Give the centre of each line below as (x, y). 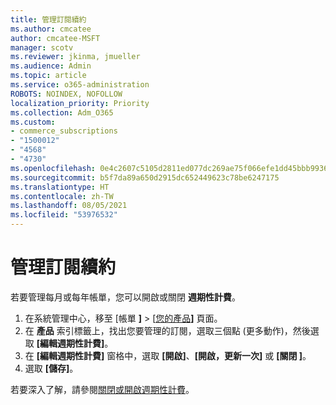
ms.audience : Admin (51, 66)
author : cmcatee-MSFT (55, 38)
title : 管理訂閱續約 (48, 19)
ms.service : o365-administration (80, 85)
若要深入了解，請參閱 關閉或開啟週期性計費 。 (102, 389)
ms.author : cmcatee (51, 29)
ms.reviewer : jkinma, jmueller (75, 57)
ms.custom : (33, 122)
